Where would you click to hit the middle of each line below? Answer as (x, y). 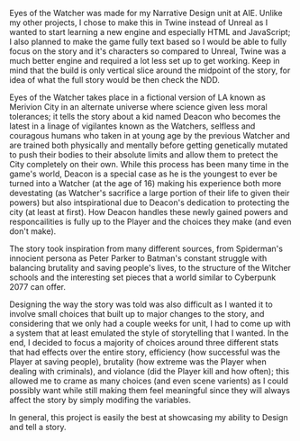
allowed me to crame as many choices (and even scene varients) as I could (149, 381)
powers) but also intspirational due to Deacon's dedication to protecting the (150, 202)
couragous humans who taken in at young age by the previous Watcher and (150, 135)
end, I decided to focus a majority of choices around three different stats (144, 342)
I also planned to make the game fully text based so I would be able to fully (148, 41)
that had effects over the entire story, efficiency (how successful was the (145, 352)
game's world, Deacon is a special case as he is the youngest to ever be (143, 174)
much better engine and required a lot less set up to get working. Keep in (145, 61)
